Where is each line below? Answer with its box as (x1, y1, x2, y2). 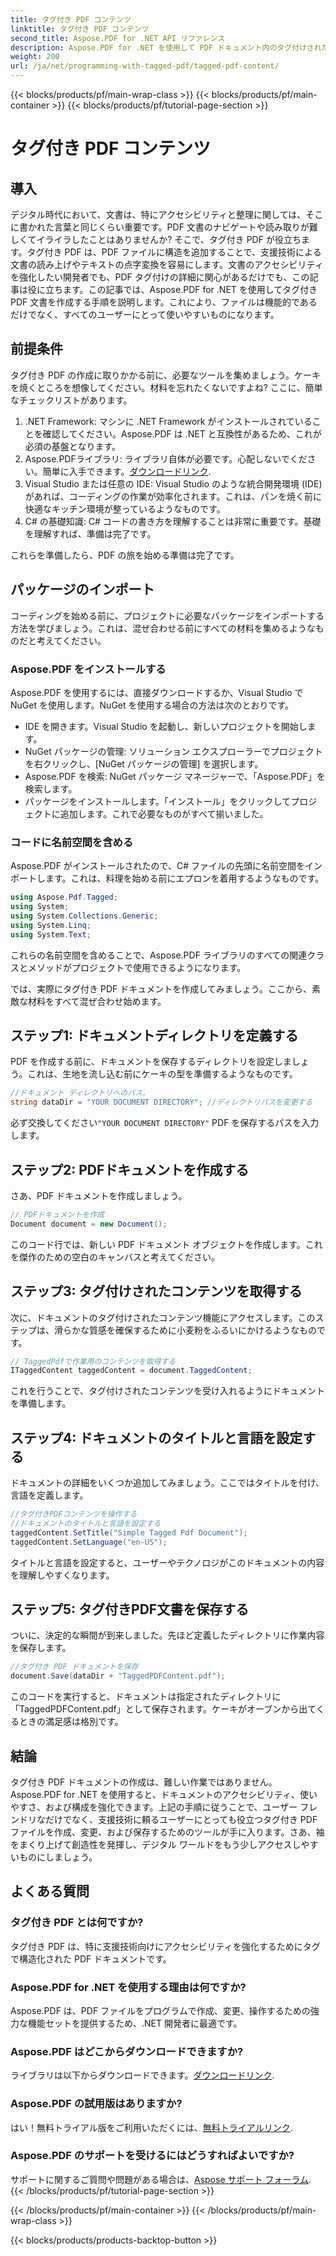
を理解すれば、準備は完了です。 (24, 527, 157, 540)
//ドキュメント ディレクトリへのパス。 (10, 1088, 150, 1098)
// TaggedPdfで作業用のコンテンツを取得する (10, 1356, 177, 1366)
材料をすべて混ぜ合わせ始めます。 (27, 995, 167, 1007)
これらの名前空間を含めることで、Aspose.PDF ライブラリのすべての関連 (10, 949, 308, 961)
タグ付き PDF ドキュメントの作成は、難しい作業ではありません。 (10, 1776, 278, 1788)
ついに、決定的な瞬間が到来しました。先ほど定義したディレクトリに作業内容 (10, 1629, 325, 1641)
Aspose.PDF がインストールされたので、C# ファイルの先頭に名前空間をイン (10, 860, 323, 872)
